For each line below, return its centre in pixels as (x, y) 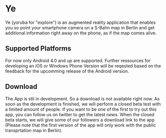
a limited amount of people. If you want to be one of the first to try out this (81, 109)
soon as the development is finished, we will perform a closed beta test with (83, 104)
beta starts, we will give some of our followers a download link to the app (80, 120)
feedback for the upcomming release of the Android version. (67, 71)
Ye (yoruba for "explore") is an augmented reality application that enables (81, 22)
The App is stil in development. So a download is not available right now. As (83, 99)
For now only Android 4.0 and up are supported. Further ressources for (78, 61)
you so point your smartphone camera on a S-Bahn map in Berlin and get (80, 27)
